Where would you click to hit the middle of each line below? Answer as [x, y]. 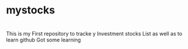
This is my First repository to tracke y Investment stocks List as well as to [94, 34]
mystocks [31, 10]
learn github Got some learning [43, 40]
